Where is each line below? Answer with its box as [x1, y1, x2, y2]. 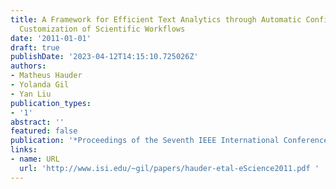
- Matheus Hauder [10, 71, 83, 81]
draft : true [10, 42, 60, 53]
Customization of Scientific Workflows [19, 24, 186, 34]
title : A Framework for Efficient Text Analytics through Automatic [10, 14, 302, 25]
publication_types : [10, 98, 92, 108]
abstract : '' [10, 117, 65, 127]
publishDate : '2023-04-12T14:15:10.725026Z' [10, 52, 199, 62]
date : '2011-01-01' [10, 33, 92, 43]
